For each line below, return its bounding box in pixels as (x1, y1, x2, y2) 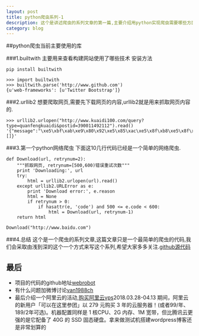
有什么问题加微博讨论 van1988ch (14, 287, 94, 294)
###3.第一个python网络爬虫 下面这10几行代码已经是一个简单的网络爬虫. (6, 145, 181, 152)
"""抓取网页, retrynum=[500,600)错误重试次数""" (17, 162, 130, 169)
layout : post (6, 8, 38, 15)
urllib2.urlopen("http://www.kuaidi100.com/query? (17, 118, 145, 124)
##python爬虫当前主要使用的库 (6, 42, 82, 49)
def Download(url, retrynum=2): (6, 156, 86, 162)
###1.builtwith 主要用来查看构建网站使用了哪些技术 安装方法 (6, 55, 153, 62)
